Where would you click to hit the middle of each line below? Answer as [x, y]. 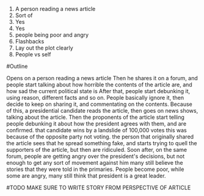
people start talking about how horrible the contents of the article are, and [99, 85]
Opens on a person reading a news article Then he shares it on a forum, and [102, 78]
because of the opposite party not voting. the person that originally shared [100, 137]
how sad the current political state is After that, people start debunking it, [98, 91]
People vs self [33, 54]
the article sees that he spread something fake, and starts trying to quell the [102, 143]
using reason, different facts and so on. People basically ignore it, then [95, 98]
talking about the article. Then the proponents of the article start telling [96, 117]
